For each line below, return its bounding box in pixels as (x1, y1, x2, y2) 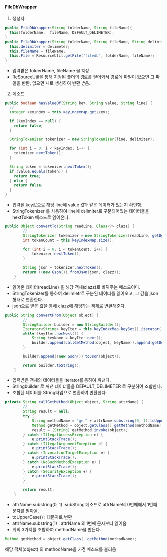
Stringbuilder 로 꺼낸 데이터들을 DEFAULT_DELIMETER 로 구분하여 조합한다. (12, 383, 162, 389)
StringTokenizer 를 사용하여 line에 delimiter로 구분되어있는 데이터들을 (12, 208, 149, 214)
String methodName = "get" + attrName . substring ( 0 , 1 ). (31, 418, 150, 423)
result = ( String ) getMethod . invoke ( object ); (31, 427, 128, 433)
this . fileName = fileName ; (9, 49, 66, 54)
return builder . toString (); (23, 363, 81, 368)
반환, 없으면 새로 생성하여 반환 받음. (21, 80, 91, 86)
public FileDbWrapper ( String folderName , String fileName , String (5, 39, 146, 44)
